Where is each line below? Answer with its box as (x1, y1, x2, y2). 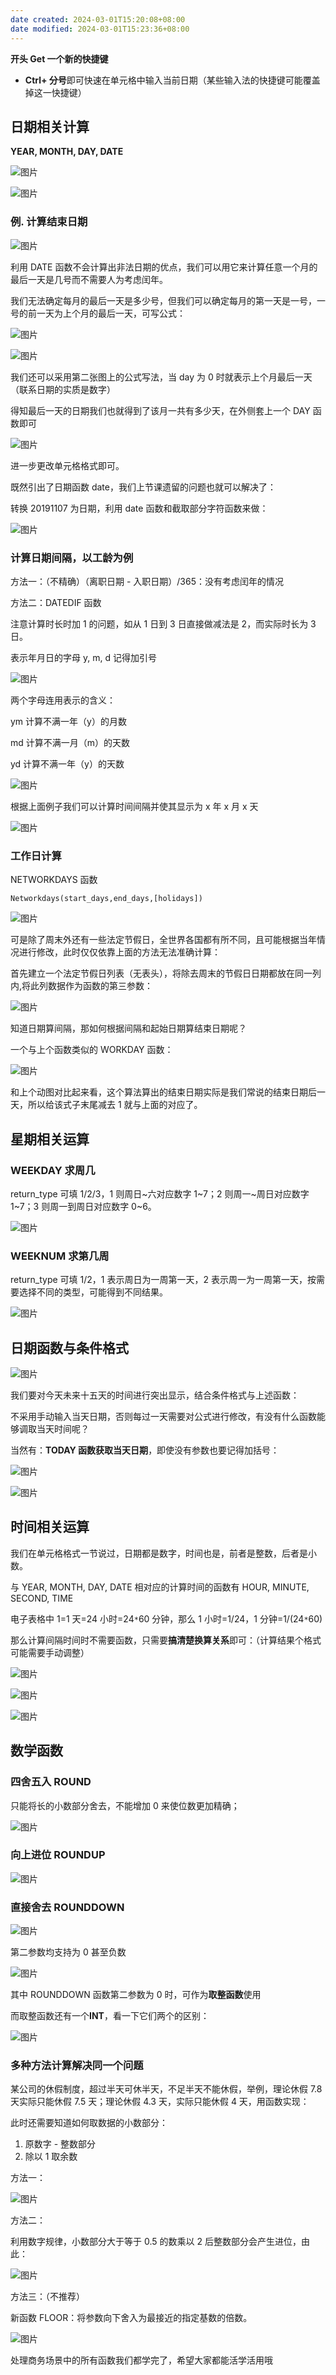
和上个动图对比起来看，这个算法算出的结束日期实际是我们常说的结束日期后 (10, 1086, 317, 1098)
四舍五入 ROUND (10, 1775, 92, 1789)
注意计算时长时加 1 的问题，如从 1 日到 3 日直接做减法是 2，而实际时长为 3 (10, 617, 317, 630)
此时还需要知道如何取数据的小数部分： (10, 2117, 168, 2129)
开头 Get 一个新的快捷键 (10, 52, 109, 65)
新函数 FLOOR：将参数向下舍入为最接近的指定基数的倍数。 (10, 2312, 253, 2324)
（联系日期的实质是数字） (10, 383, 116, 395)
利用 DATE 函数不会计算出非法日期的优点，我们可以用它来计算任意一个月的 (10, 261, 318, 273)
